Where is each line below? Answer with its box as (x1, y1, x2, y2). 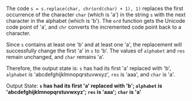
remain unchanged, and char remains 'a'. (6, 54, 105, 60)
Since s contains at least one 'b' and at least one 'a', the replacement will (6, 41, 182, 48)
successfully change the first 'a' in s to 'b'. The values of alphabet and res (6, 47, 185, 54)
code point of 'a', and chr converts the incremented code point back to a (6, 23, 182, 30)
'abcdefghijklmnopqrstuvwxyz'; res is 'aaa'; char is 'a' (6, 89, 142, 95)
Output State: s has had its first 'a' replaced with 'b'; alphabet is (6, 82, 163, 89)
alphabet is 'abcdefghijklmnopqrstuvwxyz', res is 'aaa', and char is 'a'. (6, 71, 176, 78)
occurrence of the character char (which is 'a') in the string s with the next (6, 11, 186, 18)
